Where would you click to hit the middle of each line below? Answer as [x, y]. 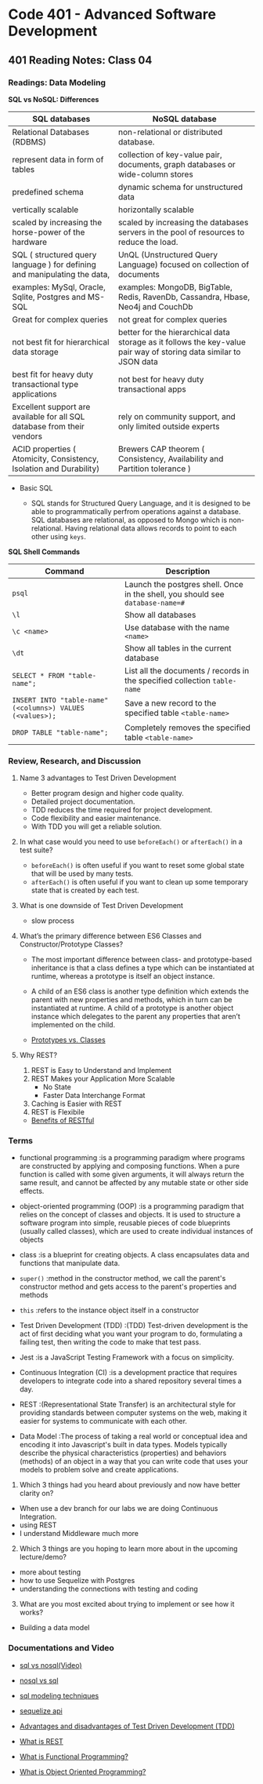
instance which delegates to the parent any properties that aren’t [135, 1016]
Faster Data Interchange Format [94, 1096]
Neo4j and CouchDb [155, 306]
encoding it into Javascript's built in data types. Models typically [123, 1445]
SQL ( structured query [54, 254]
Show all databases [160, 615]
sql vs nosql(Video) [50, 1665]
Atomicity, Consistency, [56, 458]
